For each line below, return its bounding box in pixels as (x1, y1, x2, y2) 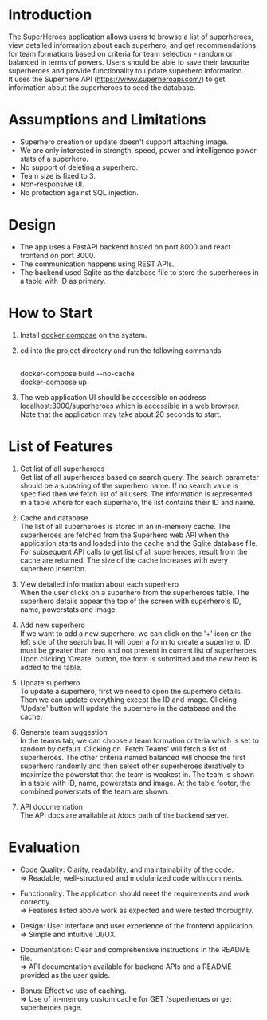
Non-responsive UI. (19, 179, 84, 189)
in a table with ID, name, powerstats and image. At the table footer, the (19, 779, 251, 788)
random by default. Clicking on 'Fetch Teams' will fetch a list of (19, 744, 227, 754)
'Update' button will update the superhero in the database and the (19, 704, 237, 713)
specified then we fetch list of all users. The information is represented (19, 489, 253, 499)
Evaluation (8, 838, 80, 857)
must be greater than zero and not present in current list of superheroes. (19, 645, 259, 655)
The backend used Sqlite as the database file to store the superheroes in (19, 267, 259, 277)
